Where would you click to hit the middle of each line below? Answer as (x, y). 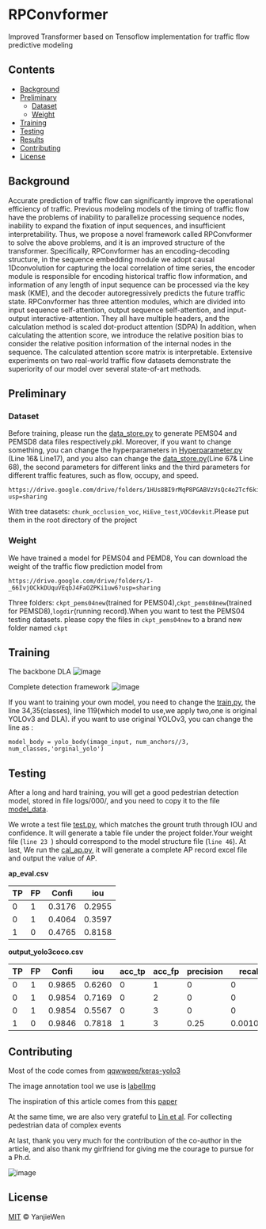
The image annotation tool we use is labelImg (82, 1086)
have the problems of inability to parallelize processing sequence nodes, (127, 217)
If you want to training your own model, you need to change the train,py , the (132, 702)
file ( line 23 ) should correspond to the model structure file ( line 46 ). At (127, 842)
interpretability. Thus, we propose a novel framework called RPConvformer (130, 234)
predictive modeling (41, 44)
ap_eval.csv (28, 874)
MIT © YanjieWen (37, 1216)
